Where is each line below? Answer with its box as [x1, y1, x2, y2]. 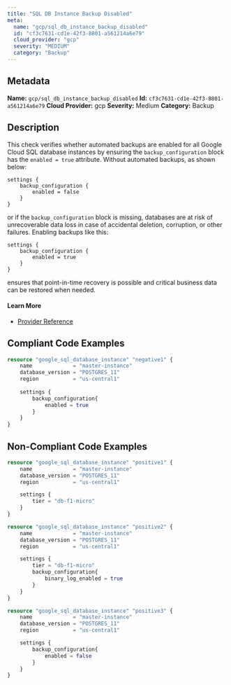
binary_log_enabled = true [44, 575, 124, 582]
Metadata [7, 75, 50, 88]
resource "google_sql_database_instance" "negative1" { [7, 356, 173, 363]
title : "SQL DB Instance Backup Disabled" [7, 10, 133, 18]
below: [7, 162, 27, 171]
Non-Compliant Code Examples [7, 441, 148, 452]
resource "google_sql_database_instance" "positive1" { [7, 459, 173, 466]
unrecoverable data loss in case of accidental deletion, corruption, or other [7, 220, 223, 228]
